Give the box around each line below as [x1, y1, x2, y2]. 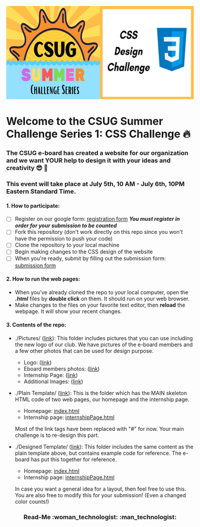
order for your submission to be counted [14, 222, 117, 229]
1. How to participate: [6, 202, 60, 209]
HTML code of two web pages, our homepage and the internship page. [14, 396, 189, 403]
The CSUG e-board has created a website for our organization [6, 149, 189, 158]
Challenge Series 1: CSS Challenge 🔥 [6, 127, 191, 141]
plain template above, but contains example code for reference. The [14, 449, 182, 457]
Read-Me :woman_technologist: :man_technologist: [23, 513, 177, 521]
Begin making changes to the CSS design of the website [14, 248, 153, 255]
